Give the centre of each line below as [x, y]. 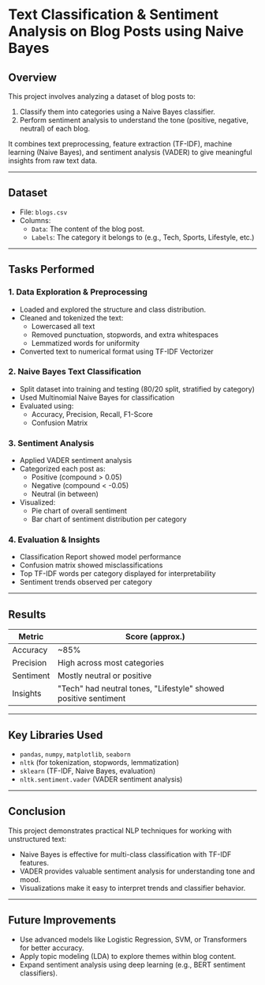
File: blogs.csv [43, 212]
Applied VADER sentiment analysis [76, 460]
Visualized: [37, 502]
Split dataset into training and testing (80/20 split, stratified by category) [137, 388]
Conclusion [37, 811]
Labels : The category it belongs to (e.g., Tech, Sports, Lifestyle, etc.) [143, 237]
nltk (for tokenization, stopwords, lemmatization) [99, 763]
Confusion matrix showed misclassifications [91, 565]
